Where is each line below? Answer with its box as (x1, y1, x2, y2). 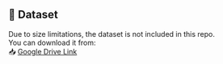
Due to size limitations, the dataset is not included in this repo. (8, 29, 216, 38)
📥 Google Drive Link (8, 46, 78, 56)
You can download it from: (8, 38, 96, 47)
